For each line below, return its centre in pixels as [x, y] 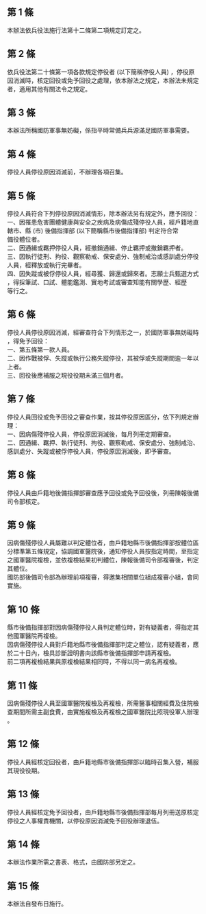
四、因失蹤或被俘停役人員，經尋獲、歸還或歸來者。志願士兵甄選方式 [103, 274]
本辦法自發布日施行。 [37, 904]
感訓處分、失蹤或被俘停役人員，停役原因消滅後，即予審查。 [91, 451]
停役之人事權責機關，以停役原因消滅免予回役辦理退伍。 [85, 821]
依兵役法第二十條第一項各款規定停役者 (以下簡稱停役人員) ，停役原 [101, 71]
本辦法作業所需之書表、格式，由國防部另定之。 [73, 862]
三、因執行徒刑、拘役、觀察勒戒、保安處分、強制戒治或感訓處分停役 [103, 257]
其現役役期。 [25, 770]
